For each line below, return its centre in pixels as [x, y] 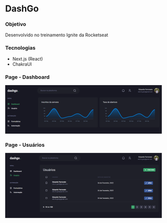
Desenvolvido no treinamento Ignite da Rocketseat [57, 35]
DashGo [22, 9]
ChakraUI [22, 64]
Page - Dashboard [27, 77]
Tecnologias [20, 48]
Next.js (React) [28, 59]
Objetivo [16, 24]
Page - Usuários [25, 145]
